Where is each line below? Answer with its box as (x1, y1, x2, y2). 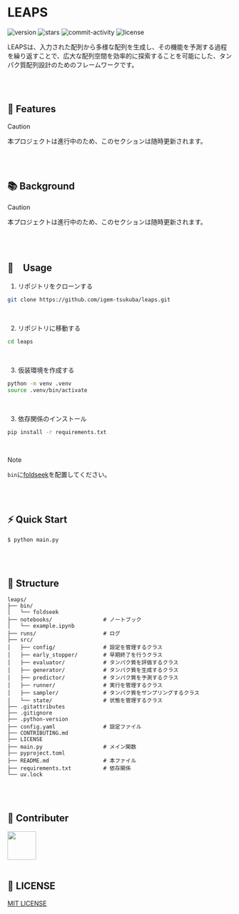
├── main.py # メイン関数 (7, 743, 137, 750)
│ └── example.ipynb (7, 623, 75, 630)
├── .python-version (7, 715, 69, 723)
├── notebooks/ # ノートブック (7, 616, 142, 623)
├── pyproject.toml (7, 750, 66, 757)
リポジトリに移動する (17, 324, 81, 333)
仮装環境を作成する (17, 366, 75, 375)
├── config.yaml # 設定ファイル (7, 723, 142, 730)
